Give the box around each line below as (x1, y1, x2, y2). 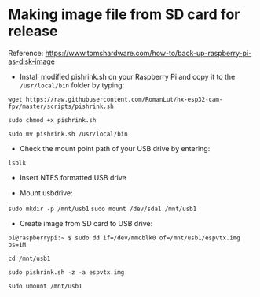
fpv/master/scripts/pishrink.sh (8, 102, 114, 110)
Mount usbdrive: (19, 187, 73, 198)
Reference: (8, 48, 44, 58)
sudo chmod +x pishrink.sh (8, 116, 97, 124)
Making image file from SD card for (8, 6, 240, 24)
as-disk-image (8, 57, 55, 66)
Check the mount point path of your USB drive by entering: (19, 143, 211, 153)
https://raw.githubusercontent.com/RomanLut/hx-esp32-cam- (25, 95, 223, 103)
